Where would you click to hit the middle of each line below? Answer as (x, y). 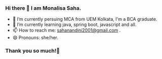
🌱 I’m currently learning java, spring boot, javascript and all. (74, 24)
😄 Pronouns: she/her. (35, 38)
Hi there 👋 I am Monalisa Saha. (43, 8)
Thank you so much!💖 (33, 51)
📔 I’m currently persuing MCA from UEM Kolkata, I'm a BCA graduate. (85, 19)
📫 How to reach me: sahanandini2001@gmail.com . (67, 31)
